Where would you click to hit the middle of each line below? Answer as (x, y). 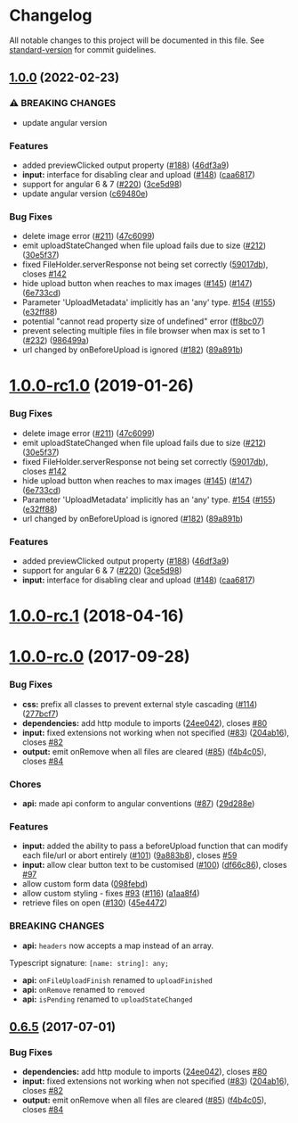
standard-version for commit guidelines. (83, 49)
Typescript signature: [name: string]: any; (89, 962)
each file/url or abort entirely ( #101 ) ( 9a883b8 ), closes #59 (129, 855)
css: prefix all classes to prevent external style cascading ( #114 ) (140, 704)
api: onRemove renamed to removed (83, 989)
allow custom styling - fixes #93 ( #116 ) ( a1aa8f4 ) (111, 894)
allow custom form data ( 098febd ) (85, 884)
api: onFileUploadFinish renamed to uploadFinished (117, 980)
